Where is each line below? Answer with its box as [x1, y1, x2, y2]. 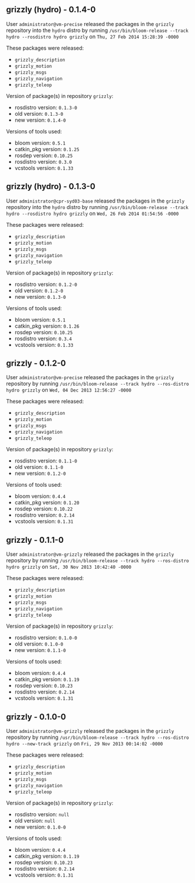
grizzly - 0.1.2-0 [6, 359, 66, 369]
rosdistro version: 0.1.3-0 [14, 103, 78, 111]
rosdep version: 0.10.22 [14, 505, 73, 513]
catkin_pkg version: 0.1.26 [14, 322, 80, 330]
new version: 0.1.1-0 [14, 647, 66, 654]
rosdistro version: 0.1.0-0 [14, 634, 78, 641]
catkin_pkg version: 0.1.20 [14, 499, 80, 506]
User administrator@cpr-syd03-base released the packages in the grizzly [6, 197, 185, 204]
